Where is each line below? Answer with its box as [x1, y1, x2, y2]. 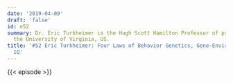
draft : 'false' [7, 17, 51, 24]
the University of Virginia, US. [13, 36, 110, 43]
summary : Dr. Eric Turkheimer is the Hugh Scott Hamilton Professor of [7, 29, 218, 37]
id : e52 [7, 23, 30, 30]
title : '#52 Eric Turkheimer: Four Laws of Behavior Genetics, [7, 42, 194, 49]
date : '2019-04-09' [7, 10, 64, 17]
